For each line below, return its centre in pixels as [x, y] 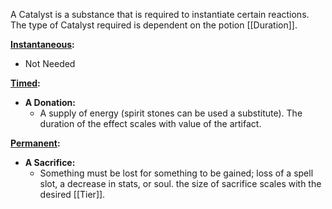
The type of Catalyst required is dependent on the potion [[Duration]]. [154, 25]
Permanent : [35, 143]
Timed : [25, 83]
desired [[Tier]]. [72, 194]
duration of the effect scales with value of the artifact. [150, 123]
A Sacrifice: [50, 162]
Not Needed [50, 63]
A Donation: [50, 102]
